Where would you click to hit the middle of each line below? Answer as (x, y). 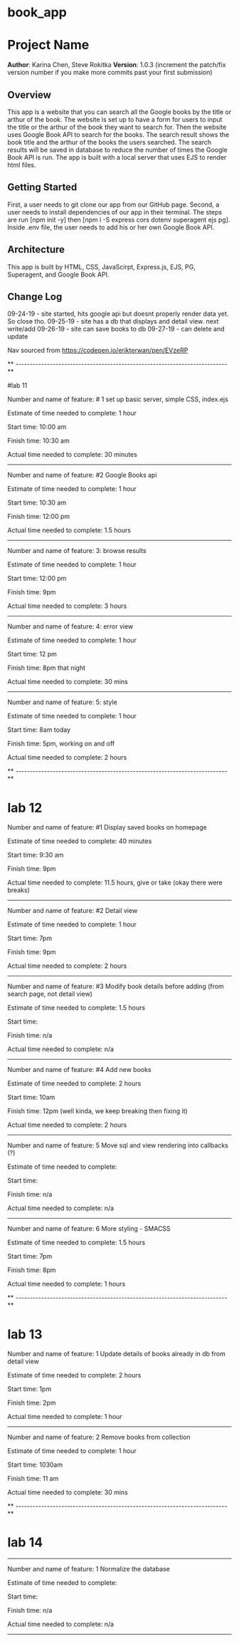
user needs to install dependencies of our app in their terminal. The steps (115, 212)
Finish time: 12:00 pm (38, 517)
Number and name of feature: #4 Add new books (79, 1070)
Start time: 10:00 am (37, 427)
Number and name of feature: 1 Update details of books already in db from (116, 1354)
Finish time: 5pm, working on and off (61, 744)
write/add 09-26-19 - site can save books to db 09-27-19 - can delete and (116, 329)
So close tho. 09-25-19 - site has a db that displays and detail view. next (113, 321)
